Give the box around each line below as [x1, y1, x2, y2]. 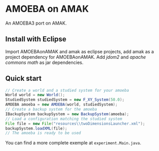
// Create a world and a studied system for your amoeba [5, 88, 129, 93]
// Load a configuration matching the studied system [5, 116, 123, 121]
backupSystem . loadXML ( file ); [5, 126, 67, 131]
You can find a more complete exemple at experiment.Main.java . [5, 140, 142, 146]
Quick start [5, 74, 42, 83]
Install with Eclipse [5, 35, 66, 44]
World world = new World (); [5, 93, 65, 98]
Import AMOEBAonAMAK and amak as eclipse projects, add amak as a [5, 48, 154, 54]
